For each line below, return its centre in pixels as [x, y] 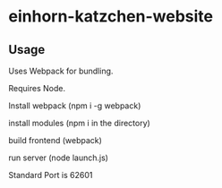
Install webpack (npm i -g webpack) [75, 106]
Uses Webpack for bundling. [61, 71]
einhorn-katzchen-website [111, 17]
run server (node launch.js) [59, 158]
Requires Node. [37, 88]
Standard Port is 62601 [51, 175]
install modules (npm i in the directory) [80, 123]
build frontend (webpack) [55, 140]
